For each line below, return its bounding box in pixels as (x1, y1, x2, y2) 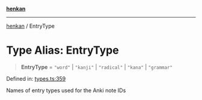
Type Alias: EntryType (6, 43, 119, 57)
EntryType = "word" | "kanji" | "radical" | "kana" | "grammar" (20, 63, 173, 70)
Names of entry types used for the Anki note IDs (6, 87, 126, 94)
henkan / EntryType (6, 22, 55, 30)
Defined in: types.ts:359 (6, 75, 66, 82)
